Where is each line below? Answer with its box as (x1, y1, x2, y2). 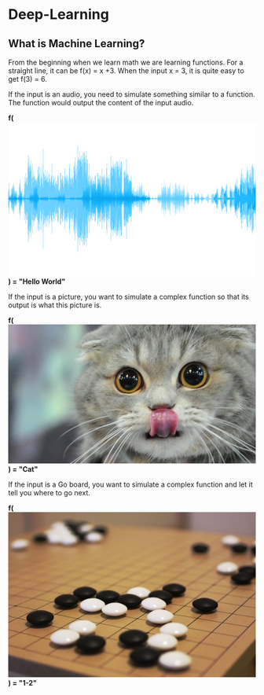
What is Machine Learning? (8, 37, 145, 50)
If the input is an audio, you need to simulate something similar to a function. (8, 90, 255, 99)
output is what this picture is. (8, 300, 102, 310)
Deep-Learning (8, 6, 110, 24)
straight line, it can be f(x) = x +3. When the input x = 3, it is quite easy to (8, 66, 245, 75)
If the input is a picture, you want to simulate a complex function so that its (8, 292, 249, 301)
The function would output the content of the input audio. (8, 98, 194, 107)
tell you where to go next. (8, 488, 90, 498)
